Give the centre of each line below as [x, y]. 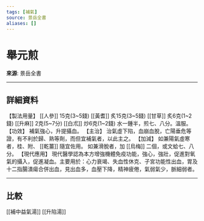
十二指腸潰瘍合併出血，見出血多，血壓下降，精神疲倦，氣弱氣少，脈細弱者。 [102, 169]
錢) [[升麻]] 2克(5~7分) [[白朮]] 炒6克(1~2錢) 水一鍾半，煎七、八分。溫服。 [99, 124]
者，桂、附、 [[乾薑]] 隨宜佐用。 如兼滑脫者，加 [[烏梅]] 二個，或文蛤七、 [98, 146]
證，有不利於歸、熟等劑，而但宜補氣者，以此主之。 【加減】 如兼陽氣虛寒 [98, 139]
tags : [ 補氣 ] [22, 12]
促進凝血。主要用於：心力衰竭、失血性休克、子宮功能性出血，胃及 [115, 161]
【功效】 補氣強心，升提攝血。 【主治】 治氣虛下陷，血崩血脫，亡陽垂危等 [99, 131]
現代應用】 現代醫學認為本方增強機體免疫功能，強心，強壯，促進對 [107, 154]
